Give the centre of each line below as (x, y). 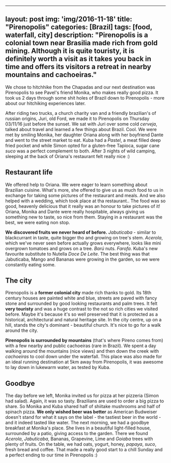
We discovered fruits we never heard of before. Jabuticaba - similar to (81, 232)
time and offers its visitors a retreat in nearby (78, 67)
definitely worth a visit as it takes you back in (78, 59)
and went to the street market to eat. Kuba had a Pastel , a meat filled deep (83, 140)
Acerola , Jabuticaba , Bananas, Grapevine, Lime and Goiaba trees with (79, 439)
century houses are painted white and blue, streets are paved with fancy (81, 298)
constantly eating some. (31, 264)
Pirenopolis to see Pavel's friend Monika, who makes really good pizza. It (82, 92)
